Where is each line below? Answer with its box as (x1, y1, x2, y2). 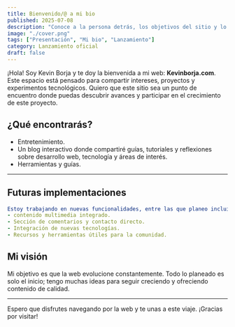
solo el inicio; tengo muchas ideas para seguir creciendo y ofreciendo (7, 276, 208, 285)
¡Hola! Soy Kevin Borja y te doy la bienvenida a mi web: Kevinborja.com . (7, 68, 216, 77)
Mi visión (7, 251, 48, 263)
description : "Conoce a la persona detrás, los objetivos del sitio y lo (7, 23, 227, 30)
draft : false (7, 50, 45, 57)
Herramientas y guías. (17, 159, 82, 168)
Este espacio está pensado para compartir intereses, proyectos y (7, 76, 195, 84)
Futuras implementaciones (7, 187, 127, 199)
